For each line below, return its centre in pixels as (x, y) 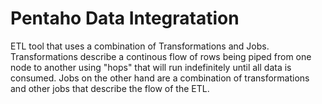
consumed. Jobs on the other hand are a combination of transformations (160, 78)
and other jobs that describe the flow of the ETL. (110, 88)
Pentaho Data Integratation (125, 18)
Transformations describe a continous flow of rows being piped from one (161, 56)
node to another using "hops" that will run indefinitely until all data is (151, 67)
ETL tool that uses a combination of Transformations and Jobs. (140, 46)
